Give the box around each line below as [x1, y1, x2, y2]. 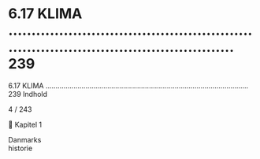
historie [8, 143, 33, 153]
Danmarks [8, 135, 42, 144]
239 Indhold [8, 89, 48, 98]
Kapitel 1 [14, 120, 42, 129]
